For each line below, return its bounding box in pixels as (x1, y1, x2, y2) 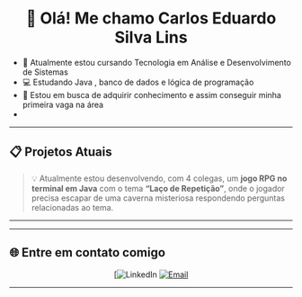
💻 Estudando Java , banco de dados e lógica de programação (22, 76, 254, 87)
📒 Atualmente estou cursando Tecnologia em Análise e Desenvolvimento (22, 57, 292, 67)
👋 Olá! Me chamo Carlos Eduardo (25, 8, 277, 29)
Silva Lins (114, 27, 188, 48)
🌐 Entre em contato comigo (9, 245, 166, 260)
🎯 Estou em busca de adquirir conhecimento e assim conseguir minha (22, 89, 281, 100)
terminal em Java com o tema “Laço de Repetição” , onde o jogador (31, 183, 285, 193)
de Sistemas (22, 67, 69, 77)
